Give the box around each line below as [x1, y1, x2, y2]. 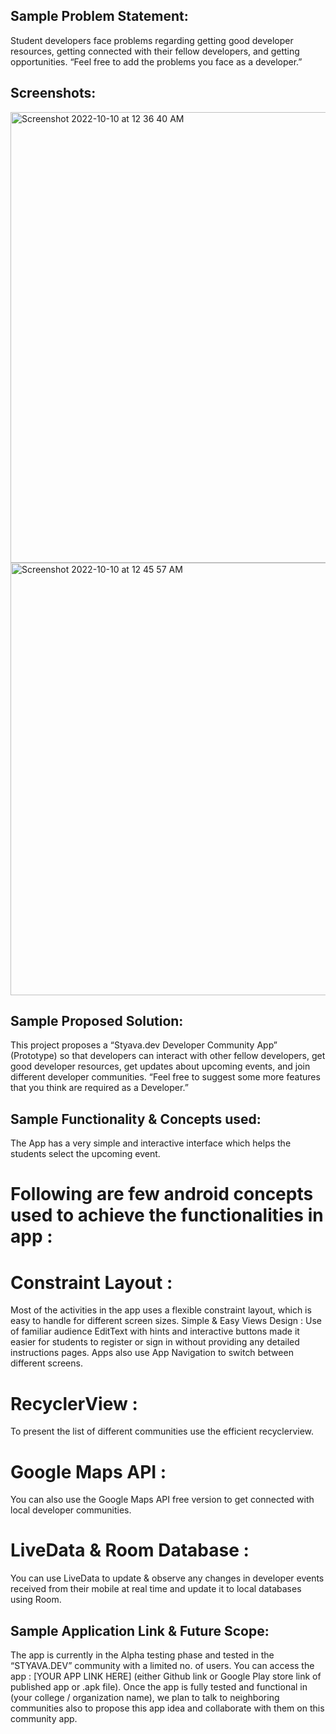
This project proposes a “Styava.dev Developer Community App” [10, 1039, 278, 1051]
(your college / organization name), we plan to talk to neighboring [10, 1692, 280, 1703]
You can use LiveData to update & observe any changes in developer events [10, 1572, 325, 1584]
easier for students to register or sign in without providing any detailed [10, 1336, 300, 1348]
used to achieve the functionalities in [10, 1204, 324, 1227]
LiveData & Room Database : [10, 1539, 250, 1562]
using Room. [10, 1594, 62, 1606]
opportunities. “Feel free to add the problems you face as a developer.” [10, 55, 303, 68]
